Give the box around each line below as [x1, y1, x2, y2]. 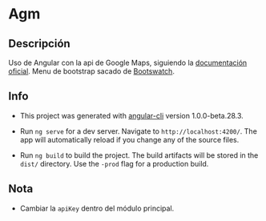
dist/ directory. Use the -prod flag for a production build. [19, 159, 209, 168]
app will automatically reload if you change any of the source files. [19, 135, 240, 144]
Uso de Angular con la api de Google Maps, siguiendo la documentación [8, 58, 248, 67]
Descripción [8, 37, 71, 50]
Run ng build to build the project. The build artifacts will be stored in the [19, 150, 259, 160]
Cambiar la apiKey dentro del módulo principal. [19, 203, 175, 213]
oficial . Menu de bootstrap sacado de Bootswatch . [8, 66, 175, 76]
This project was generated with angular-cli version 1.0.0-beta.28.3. [19, 110, 244, 120]
